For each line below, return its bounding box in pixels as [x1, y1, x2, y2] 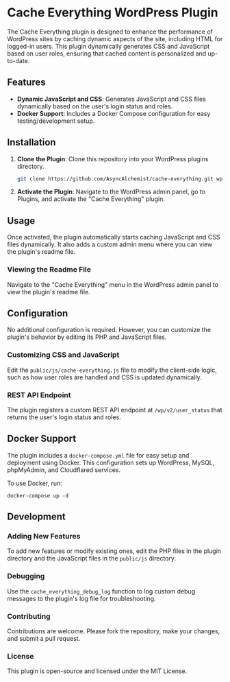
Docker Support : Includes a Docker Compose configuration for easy [16, 109, 211, 117]
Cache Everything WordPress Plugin [7, 5, 219, 21]
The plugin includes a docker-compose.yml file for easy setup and [7, 451, 190, 459]
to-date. [7, 56, 30, 64]
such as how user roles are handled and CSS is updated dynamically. [7, 373, 202, 381]
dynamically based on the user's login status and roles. [16, 102, 173, 110]
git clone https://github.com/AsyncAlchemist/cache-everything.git [16, 175, 214, 183]
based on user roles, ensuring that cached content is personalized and [7, 49, 207, 58]
